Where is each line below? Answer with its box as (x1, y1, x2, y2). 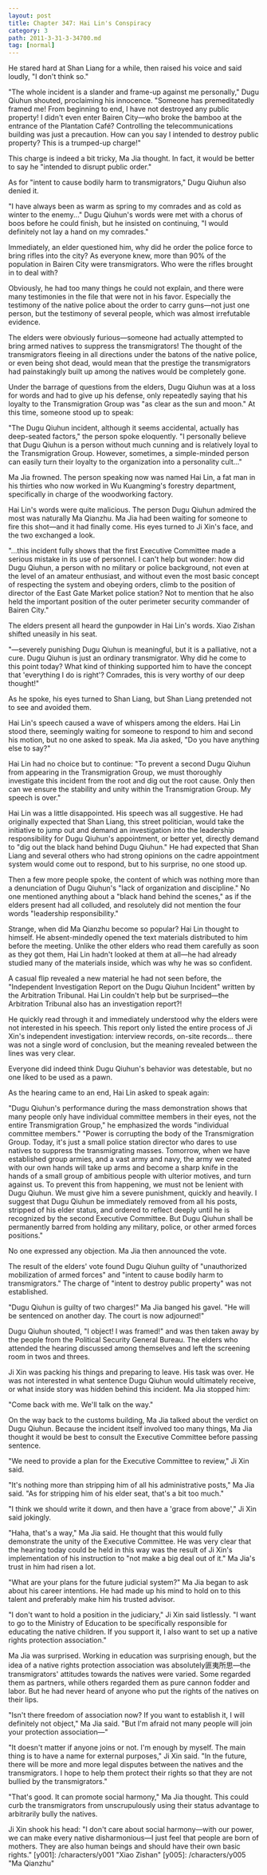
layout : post (8, 11, 52, 20)
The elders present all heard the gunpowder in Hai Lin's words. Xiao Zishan (8, 620, 255, 631)
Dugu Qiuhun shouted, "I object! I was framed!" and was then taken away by (8, 1326, 259, 1336)
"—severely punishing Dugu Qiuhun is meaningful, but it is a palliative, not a (8, 644, 257, 655)
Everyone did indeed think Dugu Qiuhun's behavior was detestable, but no (8, 1064, 253, 1074)
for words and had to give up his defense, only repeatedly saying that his (8, 390, 248, 400)
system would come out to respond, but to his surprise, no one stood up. (8, 859, 247, 869)
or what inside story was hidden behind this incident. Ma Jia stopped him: (8, 1385, 251, 1394)
